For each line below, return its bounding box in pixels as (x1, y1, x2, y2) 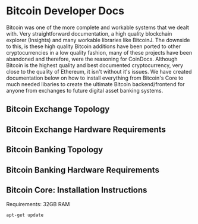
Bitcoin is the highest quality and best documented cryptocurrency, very (6, 61, 183, 69)
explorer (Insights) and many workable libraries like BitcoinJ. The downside (6, 36, 190, 43)
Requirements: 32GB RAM (6, 201, 70, 208)
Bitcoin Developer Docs (6, 4, 125, 18)
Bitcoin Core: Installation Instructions (6, 185, 147, 195)
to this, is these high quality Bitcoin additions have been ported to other (6, 43, 181, 50)
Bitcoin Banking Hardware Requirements (6, 165, 159, 175)
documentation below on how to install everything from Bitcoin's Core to (6, 74, 184, 81)
